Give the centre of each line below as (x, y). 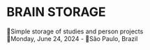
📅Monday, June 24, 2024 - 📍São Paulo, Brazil (72, 38)
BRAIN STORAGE (56, 12)
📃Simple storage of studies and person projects (75, 31)
